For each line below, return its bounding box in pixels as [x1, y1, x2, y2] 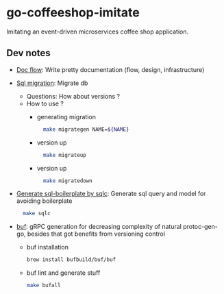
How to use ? [26, 99, 64, 108]
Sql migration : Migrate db [16, 79, 88, 87]
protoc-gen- [183, 223, 219, 231]
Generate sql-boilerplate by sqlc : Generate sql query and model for [16, 190, 206, 198]
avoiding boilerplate [16, 197, 73, 205]
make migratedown [42, 177, 93, 184]
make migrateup [42, 151, 86, 158]
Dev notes [6, 47, 51, 59]
